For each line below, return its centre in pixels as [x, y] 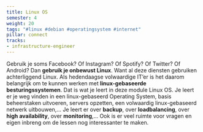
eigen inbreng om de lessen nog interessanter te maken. [78, 122]
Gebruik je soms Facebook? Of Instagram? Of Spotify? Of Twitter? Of [94, 64]
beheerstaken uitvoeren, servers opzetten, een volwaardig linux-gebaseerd [101, 103]
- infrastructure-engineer [41, 47]
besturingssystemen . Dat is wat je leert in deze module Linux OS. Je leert [100, 90]
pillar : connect [27, 35]
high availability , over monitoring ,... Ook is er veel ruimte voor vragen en [99, 116]
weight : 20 [20, 23]
